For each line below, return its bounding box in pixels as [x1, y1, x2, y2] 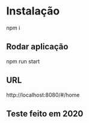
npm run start [6, 57, 40, 65]
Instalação [6, 4, 60, 18]
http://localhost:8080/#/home [6, 91, 80, 98]
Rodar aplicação [6, 42, 69, 52]
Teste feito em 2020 [6, 109, 84, 119]
